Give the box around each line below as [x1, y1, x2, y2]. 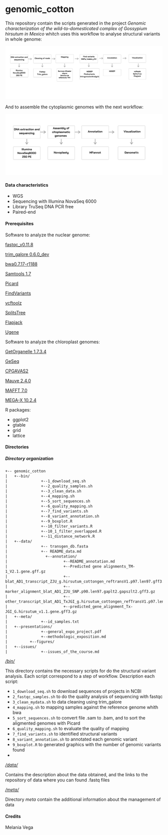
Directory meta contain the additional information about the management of [5, 796, 161, 802]
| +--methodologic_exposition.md [5, 634, 106, 639]
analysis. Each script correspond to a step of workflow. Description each [5, 673, 155, 679]
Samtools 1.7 [5, 270, 31, 276]
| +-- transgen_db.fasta [5, 544, 88, 549]
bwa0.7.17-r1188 [5, 261, 37, 267]
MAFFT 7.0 [5, 387, 27, 393]
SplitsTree [5, 310, 26, 316]
